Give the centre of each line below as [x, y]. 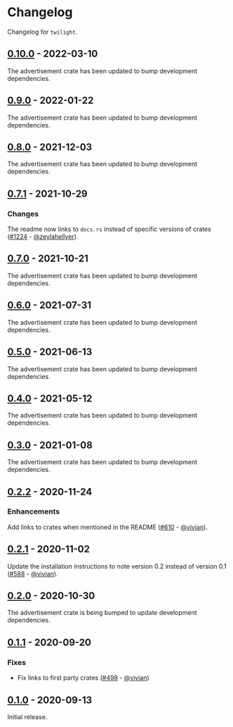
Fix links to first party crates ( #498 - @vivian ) [83, 678]
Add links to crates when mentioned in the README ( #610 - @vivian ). [108, 527]
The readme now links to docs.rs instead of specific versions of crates [109, 229]
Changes [23, 213]
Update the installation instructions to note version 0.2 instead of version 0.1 [117, 566]
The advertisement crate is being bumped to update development [102, 613]
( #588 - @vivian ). [33, 573]
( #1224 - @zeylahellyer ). [43, 237]
